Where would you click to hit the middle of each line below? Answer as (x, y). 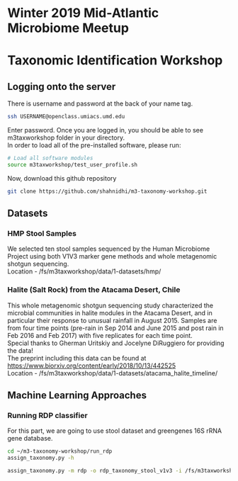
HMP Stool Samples (42, 233)
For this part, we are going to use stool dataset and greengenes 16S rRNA (114, 431)
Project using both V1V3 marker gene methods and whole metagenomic (112, 256)
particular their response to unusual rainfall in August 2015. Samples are (112, 320)
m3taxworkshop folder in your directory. (66, 138)
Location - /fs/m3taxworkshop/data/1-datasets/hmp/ (84, 271)
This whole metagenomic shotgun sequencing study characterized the (110, 305)
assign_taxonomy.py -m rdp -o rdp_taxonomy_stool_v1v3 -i (95, 471)
